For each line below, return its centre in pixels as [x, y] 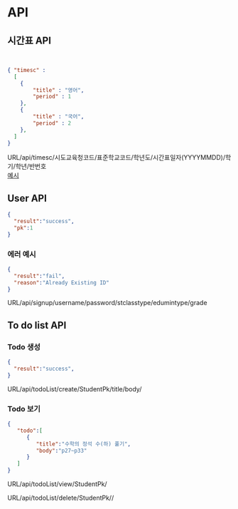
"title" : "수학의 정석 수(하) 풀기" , [83, 444]
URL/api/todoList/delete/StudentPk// [61, 498]
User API [27, 198]
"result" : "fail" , [39, 276]
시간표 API [29, 40]
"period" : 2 [52, 123]
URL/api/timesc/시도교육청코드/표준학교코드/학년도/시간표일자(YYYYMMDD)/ [117, 158]
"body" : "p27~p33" [61, 451]
